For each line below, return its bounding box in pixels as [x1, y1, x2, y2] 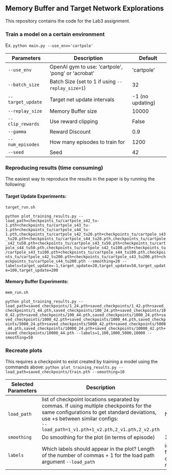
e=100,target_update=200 [5, 268, 58, 273]
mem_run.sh [5, 290, 29, 295]
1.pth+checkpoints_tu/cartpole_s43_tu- [5, 222, 91, 228]
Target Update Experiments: [5, 193, 67, 199]
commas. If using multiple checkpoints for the [41, 402, 152, 410]
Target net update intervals [49, 96, 115, 103]
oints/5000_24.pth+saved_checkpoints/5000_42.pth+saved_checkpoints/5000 [5, 321, 166, 326]
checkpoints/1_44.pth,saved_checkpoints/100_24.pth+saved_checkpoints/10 [5, 308, 166, 313]
